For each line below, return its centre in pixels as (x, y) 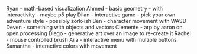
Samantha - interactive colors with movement (62, 46)
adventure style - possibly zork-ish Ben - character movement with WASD (96, 21)
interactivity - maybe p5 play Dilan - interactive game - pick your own (91, 15)
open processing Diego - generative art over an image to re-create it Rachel (98, 33)
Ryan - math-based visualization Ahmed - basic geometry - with (85, 9)
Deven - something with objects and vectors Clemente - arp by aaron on (94, 27)
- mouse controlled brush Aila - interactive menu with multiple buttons (92, 40)
